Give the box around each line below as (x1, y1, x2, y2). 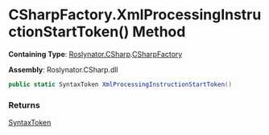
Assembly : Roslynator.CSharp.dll (8, 64, 118, 74)
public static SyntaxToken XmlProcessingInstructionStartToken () (8, 80, 232, 88)
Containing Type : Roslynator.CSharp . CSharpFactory (8, 49, 183, 59)
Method (132, 22, 186, 41)
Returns (8, 99, 40, 110)
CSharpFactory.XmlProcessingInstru (8, 6, 262, 24)
